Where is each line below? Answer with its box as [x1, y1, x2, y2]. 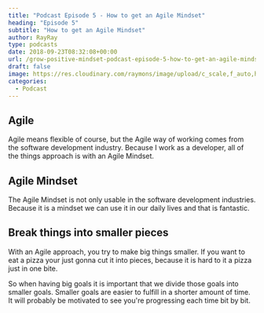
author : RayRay [8, 33, 58, 42]
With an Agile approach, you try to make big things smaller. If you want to [8, 247, 246, 256]
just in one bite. [8, 263, 58, 273]
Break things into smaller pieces [8, 226, 169, 240]
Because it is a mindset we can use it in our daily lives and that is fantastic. [8, 204, 250, 212]
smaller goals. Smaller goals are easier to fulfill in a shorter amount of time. [8, 287, 251, 296]
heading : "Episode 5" [8, 19, 79, 27]
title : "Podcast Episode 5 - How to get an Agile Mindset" [8, 11, 206, 20]
